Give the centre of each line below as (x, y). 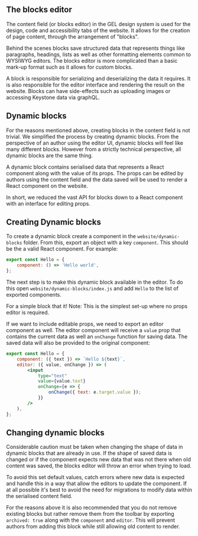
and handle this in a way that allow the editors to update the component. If (97, 484)
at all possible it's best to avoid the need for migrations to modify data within (99, 490)
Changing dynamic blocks (55, 433)
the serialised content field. (39, 496)
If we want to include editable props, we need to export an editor (85, 324)
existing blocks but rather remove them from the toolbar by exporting (90, 514)
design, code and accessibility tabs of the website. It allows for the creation (98, 30)
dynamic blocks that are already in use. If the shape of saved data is (89, 453)
